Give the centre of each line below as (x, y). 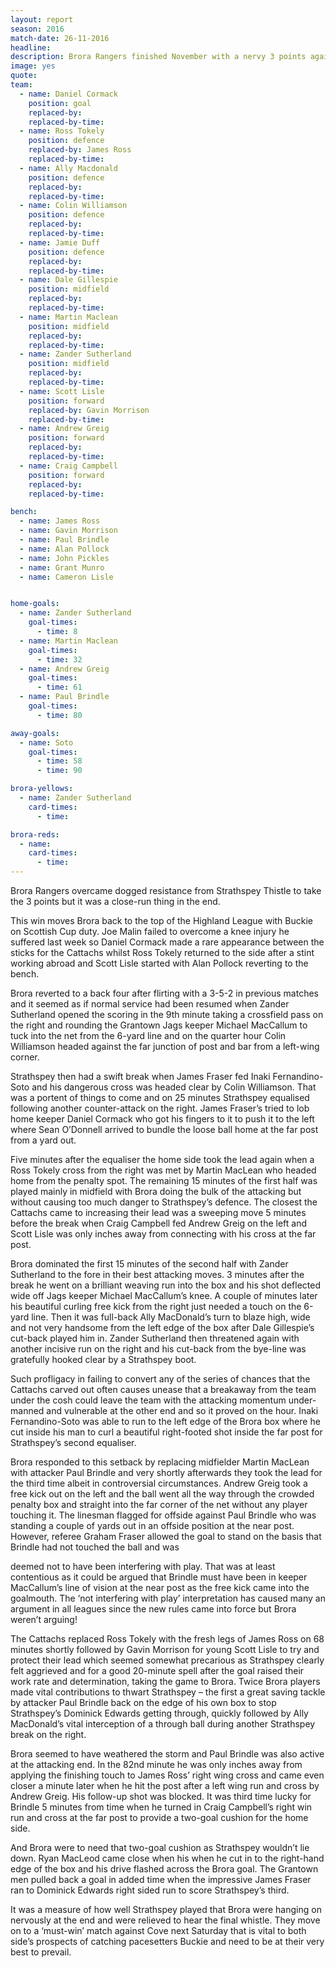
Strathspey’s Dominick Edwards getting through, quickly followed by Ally (159, 1713)
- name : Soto (46, 742)
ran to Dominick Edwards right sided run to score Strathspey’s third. (150, 1890)
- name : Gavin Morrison (68, 531)
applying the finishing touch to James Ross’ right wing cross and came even (167, 1775)
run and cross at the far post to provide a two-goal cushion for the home (159, 1817)
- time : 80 (59, 715)
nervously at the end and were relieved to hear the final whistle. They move (165, 1920)
